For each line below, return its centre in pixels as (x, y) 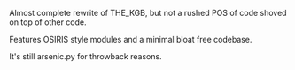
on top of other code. (48, 22)
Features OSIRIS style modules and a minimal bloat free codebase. (131, 39)
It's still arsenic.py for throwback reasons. (85, 56)
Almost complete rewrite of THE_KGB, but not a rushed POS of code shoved (148, 13)
